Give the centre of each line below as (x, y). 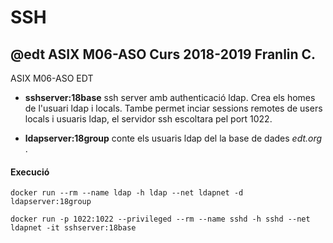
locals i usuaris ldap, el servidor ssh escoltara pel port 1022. (148, 119)
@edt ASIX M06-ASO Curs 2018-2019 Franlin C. (163, 54)
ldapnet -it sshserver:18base (73, 228)
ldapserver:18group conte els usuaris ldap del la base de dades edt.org (173, 138)
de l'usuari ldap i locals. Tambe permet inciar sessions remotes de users (173, 108)
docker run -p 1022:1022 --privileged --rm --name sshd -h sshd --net (160, 219)
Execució (30, 172)
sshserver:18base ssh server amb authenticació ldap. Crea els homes (170, 97)
